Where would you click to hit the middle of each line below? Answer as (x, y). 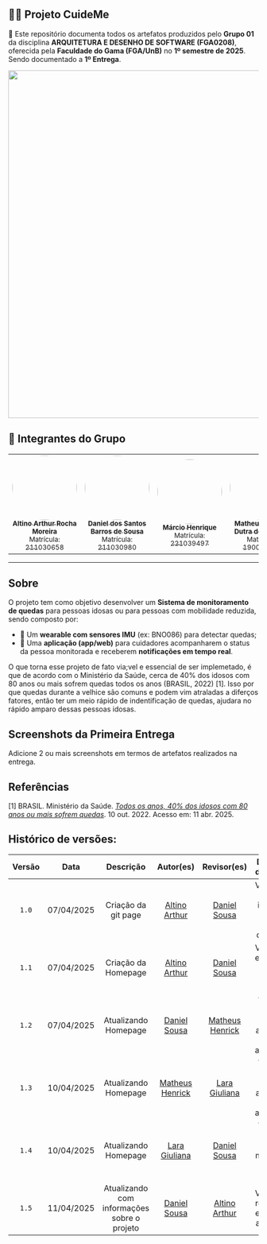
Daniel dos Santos (117, 524)
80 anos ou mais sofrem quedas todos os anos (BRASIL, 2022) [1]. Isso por (131, 684)
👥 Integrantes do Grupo (67, 439)
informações (126, 1207)
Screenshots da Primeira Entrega (91, 734)
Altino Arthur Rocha (44, 524)
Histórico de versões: (62, 839)
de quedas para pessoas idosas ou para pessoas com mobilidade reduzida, (132, 611)
